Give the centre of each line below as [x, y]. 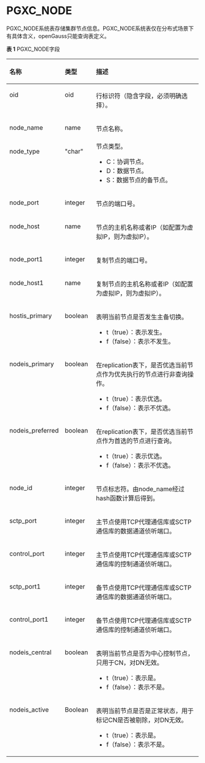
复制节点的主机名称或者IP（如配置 [144, 284]
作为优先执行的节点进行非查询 [145, 374]
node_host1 [27, 283]
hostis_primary [31, 316]
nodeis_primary [32, 363]
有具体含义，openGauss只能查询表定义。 [58, 36]
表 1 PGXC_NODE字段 [33, 49]
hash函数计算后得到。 [127, 498]
